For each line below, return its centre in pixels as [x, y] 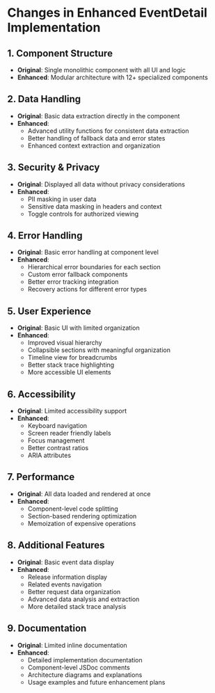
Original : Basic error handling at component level [88, 253]
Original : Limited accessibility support [72, 411]
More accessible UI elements [69, 372]
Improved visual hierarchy [65, 343]
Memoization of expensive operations [82, 523]
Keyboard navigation [57, 426]
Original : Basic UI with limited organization [79, 328]
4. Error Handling [45, 236]
